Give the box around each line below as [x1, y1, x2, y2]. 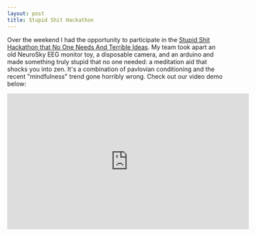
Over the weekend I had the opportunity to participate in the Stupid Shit [7, 35, 210, 43]
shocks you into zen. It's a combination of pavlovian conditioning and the [7, 65, 215, 73]
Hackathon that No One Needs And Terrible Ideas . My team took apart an [7, 43, 216, 51]
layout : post [7, 10, 45, 17]
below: [7, 79, 26, 88]
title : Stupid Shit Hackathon [7, 17, 95, 23]
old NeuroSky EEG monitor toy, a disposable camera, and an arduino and [7, 50, 214, 59]
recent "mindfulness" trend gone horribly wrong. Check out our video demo [7, 72, 223, 80]
